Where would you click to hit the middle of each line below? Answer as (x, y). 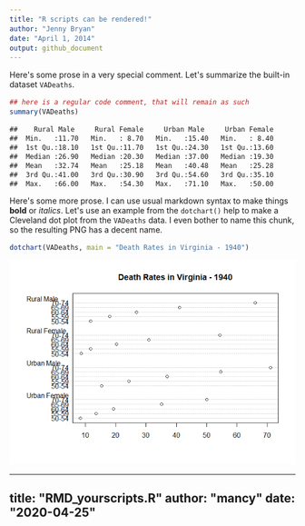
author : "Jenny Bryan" (52, 29)
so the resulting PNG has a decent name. (86, 230)
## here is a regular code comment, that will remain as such (129, 103)
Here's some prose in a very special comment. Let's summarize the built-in (150, 75)
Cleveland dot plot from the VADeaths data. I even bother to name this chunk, (152, 220)
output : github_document (56, 48)
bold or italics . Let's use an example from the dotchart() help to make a (144, 210)
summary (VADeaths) (44, 112)
